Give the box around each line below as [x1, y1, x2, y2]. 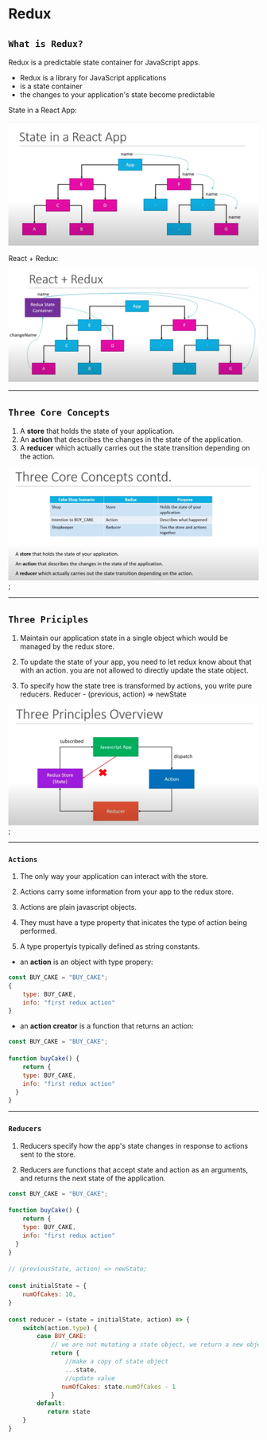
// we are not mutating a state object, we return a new [50, 1340, 244, 1349]
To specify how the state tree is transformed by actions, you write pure [19, 681, 253, 690]
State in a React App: [8, 105, 77, 115]
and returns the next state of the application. [19, 1173, 166, 1183]
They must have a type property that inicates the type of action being [19, 917, 248, 927]
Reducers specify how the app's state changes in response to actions [19, 1141, 249, 1150]
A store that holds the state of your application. [19, 427, 175, 436]
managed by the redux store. [19, 642, 115, 651]
